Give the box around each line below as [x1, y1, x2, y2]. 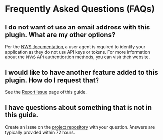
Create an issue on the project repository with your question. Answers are [5, 124, 155, 130]
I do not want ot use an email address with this [5, 23, 150, 31]
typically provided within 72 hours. [5, 129, 75, 135]
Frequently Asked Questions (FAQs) [5, 3, 155, 15]
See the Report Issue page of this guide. [5, 89, 87, 95]
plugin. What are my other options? [5, 30, 116, 39]
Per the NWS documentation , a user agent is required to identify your [5, 44, 146, 50]
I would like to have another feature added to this [5, 68, 158, 77]
